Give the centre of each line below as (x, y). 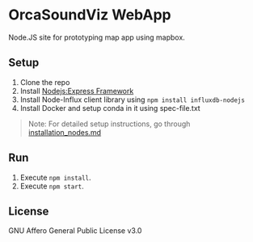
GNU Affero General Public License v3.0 (75, 231)
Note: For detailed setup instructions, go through (109, 124)
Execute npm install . (55, 177)
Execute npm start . (52, 186)
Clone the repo (45, 82)
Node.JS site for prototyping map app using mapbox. (97, 37)
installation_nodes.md (65, 132)
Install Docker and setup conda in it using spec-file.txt (110, 108)
